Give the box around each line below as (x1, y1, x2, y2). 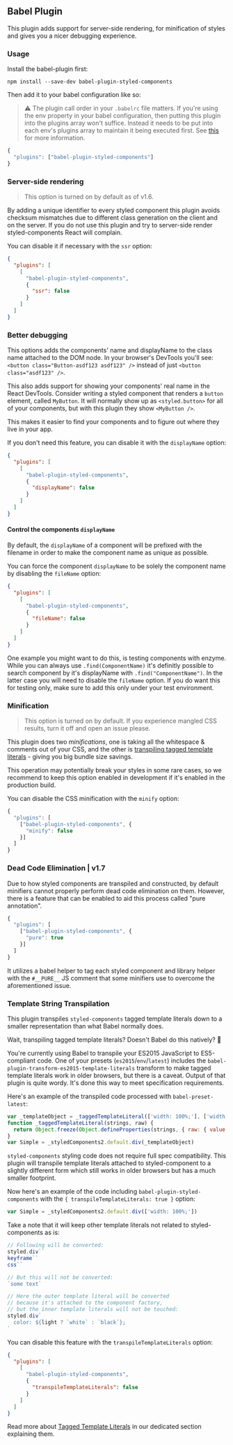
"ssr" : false (32, 287, 70, 295)
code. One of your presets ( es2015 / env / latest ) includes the (37, 1056, 207, 1065)
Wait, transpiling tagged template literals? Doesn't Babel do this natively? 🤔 (7, 1035, 221, 1044)
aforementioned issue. (7, 981, 72, 989)
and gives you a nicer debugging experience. (7, 31, 137, 40)
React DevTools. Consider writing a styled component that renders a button (7, 389, 224, 398)
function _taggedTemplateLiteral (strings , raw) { (7, 1119, 154, 1126)
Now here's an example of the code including (7, 1188, 138, 1196)
